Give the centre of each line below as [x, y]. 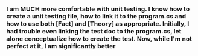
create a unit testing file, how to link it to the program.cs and [96, 16]
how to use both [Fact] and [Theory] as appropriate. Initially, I [98, 24]
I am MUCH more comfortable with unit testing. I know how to [98, 9]
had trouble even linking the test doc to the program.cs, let [94, 31]
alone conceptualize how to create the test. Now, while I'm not [99, 39]
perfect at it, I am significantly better [61, 46]
